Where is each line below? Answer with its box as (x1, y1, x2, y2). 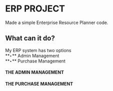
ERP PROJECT (5, 3, 65, 14)
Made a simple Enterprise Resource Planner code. (5, 19, 108, 25)
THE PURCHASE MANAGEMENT (5, 80, 73, 86)
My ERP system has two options (5, 47, 71, 53)
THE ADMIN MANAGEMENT (5, 69, 64, 75)
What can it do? (5, 34, 55, 42)
